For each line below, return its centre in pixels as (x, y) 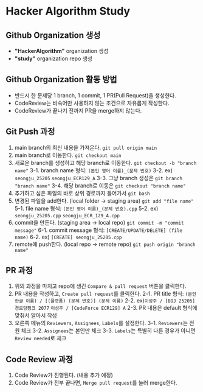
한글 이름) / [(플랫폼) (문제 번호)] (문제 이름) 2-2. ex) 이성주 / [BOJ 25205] (105, 301)
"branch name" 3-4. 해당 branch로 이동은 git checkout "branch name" (100, 185)
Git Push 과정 (30, 132)
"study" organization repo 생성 (53, 58)
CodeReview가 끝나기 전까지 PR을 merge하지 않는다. (78, 110)
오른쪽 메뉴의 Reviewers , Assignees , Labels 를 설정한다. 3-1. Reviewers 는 (101, 323)
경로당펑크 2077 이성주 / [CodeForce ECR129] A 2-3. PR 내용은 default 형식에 (106, 308)
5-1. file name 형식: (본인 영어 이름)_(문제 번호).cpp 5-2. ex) (86, 208)
